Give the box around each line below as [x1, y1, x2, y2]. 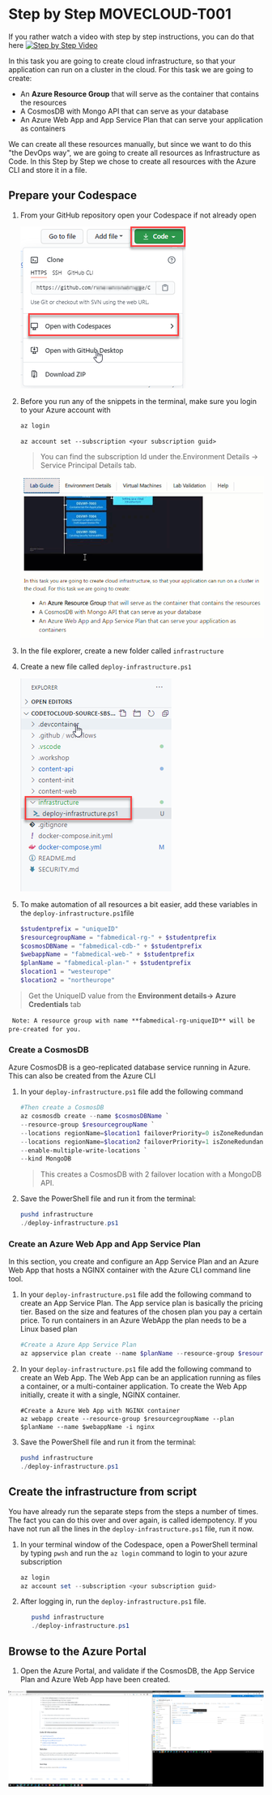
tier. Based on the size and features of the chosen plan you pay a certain [19, 1307, 263, 1317]
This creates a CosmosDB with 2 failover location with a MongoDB [40, 1169, 261, 1179]
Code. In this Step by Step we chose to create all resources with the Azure [8, 156, 257, 166]
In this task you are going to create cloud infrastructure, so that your [8, 56, 236, 66]
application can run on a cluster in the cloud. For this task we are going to [8, 64, 253, 74]
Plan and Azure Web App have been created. [19, 1675, 171, 1684]
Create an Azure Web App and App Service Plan [8, 1238, 201, 1250]
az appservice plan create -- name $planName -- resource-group [19, 1349, 235, 1358]
